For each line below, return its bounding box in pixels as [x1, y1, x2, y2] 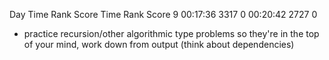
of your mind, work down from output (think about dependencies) [23, 39, 295, 50]
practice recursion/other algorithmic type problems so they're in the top [23, 28, 320, 39]
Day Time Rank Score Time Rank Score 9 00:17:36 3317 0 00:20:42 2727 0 [9, 9, 318, 20]
